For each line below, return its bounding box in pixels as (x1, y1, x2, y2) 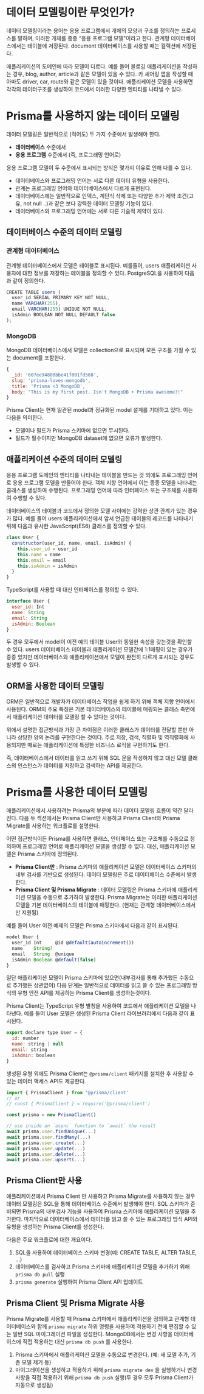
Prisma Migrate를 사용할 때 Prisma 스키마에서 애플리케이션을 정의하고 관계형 (6, 1315, 189, 1322)
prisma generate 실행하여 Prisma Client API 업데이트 (15, 1278, 143, 1286)
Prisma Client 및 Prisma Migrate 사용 (6, 1298, 145, 1308)
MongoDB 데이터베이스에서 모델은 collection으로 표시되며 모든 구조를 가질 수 (6, 347, 190, 354)
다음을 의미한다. (6, 414, 44, 421)
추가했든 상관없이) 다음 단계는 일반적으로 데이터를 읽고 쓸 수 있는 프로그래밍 (12, 982, 191, 989)
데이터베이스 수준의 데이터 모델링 (6, 227, 123, 238)
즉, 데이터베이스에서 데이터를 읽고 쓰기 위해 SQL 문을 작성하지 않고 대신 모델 (6, 754, 187, 762)
